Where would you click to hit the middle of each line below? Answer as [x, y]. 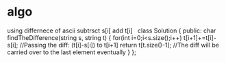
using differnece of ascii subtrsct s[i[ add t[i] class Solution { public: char [112, 30]
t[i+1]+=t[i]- [200, 37]
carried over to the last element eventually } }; [72, 52]
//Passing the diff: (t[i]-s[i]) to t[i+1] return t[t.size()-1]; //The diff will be [120, 45]
